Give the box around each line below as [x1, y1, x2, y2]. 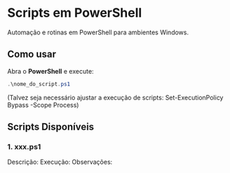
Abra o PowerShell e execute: [7, 67, 94, 75]
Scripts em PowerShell [7, 5, 142, 21]
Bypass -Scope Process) [7, 100, 79, 109]
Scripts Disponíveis [7, 121, 95, 133]
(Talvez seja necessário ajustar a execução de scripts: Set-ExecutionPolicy [7, 93, 224, 102]
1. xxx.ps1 [7, 141, 41, 151]
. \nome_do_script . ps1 [7, 81, 71, 88]
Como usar [7, 48, 57, 60]
